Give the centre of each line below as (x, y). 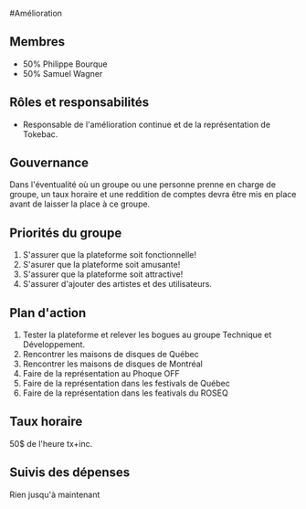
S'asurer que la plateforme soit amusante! (101, 265)
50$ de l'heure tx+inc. (51, 443)
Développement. (53, 345)
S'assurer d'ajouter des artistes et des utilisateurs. (117, 284)
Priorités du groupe (66, 233)
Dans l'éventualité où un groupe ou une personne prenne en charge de (143, 185)
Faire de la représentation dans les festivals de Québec (126, 384)
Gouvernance (49, 163)
